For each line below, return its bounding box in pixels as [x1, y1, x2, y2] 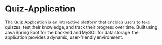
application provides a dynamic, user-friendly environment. [5, 34, 124, 40]
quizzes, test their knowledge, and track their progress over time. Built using [5, 24, 158, 30]
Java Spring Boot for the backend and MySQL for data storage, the [5, 29, 139, 35]
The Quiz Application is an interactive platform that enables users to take [5, 19, 150, 25]
